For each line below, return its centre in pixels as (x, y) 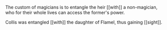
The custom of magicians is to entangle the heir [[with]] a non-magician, (81, 7)
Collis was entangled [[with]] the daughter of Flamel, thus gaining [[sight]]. (84, 22)
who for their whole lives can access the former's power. (65, 12)
